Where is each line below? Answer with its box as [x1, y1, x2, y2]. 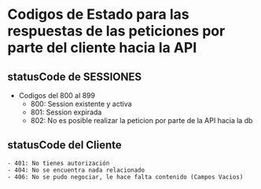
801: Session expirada [30, 107, 102, 117]
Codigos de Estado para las [7, 5, 189, 24]
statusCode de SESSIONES [7, 70, 142, 83]
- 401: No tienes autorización [7, 159, 110, 167]
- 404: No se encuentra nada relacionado [7, 166, 145, 174]
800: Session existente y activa [30, 100, 132, 108]
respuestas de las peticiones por [7, 22, 226, 40]
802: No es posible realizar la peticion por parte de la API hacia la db [30, 116, 253, 125]
